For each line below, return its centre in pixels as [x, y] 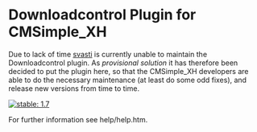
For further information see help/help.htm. [78, 119]
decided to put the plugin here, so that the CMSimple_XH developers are [128, 71]
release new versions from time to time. [74, 88]
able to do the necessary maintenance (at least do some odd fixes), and [128, 80]
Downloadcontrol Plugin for [102, 15]
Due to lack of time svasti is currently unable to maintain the [108, 54]
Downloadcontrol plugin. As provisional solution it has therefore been [123, 63]
